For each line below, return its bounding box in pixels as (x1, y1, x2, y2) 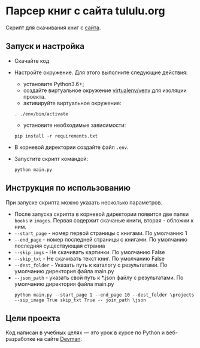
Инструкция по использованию (5, 183, 131, 193)
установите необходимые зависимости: (23, 121, 126, 129)
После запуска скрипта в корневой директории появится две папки (14, 210, 189, 218)
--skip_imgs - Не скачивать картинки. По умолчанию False (14, 248, 165, 255)
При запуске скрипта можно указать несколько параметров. (5, 199, 163, 206)
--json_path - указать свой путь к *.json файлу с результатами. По (14, 274, 184, 281)
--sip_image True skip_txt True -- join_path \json (14, 297, 146, 303)
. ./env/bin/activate (14, 111, 68, 117)
